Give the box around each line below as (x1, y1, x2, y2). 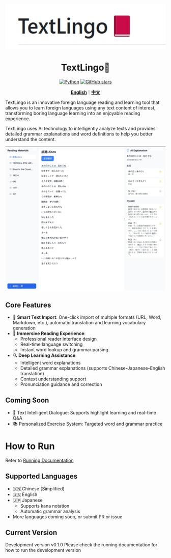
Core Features (5, 300, 51, 309)
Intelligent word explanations (20, 360, 81, 366)
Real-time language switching (20, 341, 83, 347)
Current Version (5, 528, 58, 537)
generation (12, 325, 36, 331)
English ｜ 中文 (70, 89, 101, 95)
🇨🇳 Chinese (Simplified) (12, 485, 65, 492)
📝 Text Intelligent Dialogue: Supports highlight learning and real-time (12, 409, 156, 415)
